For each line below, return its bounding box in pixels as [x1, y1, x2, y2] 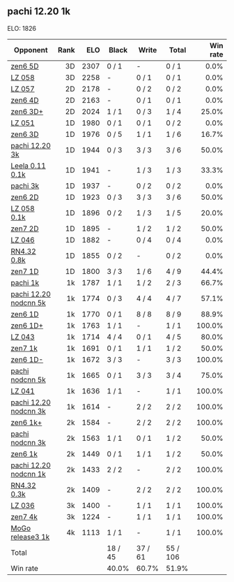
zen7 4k [10, 511, 38, 521]
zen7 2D [10, 224, 39, 233]
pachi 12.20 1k [7, 6, 71, 17]
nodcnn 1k [10, 469, 47, 479]
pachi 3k [10, 181, 40, 191]
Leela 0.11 [10, 161, 47, 170]
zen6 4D [10, 95, 39, 105]
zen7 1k [10, 343, 38, 353]
